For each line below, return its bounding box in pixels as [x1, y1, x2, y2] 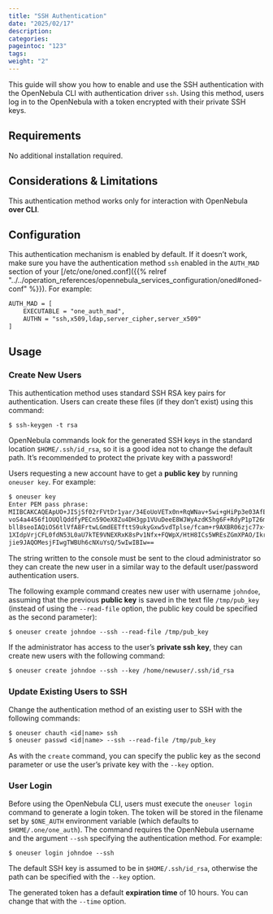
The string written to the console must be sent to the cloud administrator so [8, 553, 262, 563]
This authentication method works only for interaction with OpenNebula [8, 196, 248, 206]
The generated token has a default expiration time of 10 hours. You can [8, 888, 249, 898]
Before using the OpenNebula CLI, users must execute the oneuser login [8, 799, 253, 808]
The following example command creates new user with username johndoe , [8, 586, 261, 596]
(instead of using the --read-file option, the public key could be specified [8, 603, 258, 613]
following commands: [8, 713, 80, 723]
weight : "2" [8, 58, 49, 66]
